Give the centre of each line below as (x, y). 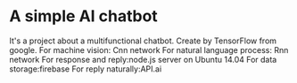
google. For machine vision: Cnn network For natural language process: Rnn (149, 49)
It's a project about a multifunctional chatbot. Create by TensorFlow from (143, 41)
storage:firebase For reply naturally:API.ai (86, 69)
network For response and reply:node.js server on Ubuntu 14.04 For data (143, 59)
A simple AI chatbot (83, 16)
